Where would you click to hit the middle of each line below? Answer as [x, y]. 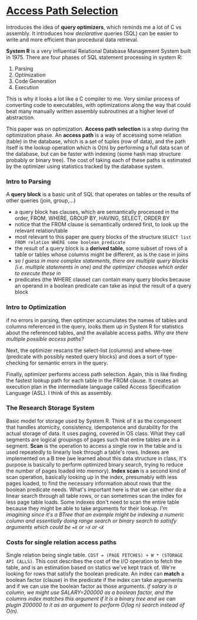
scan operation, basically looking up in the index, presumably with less [92, 477]
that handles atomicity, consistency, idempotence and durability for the [92, 427]
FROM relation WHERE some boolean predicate [70, 243]
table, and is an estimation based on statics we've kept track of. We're [91, 568]
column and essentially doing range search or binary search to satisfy [91, 521]
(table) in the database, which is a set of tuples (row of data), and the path [96, 141]
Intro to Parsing [29, 182]
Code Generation [35, 81]
